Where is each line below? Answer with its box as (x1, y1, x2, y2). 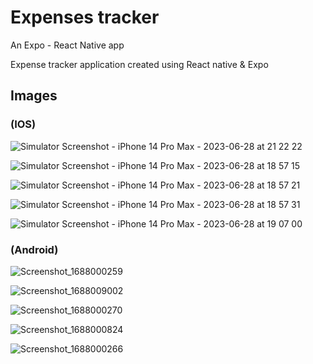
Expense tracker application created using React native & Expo (10, 58, 269, 70)
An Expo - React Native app (10, 39, 125, 51)
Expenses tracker (10, 6, 160, 29)
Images (10, 87, 58, 105)
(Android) (10, 242, 59, 256)
